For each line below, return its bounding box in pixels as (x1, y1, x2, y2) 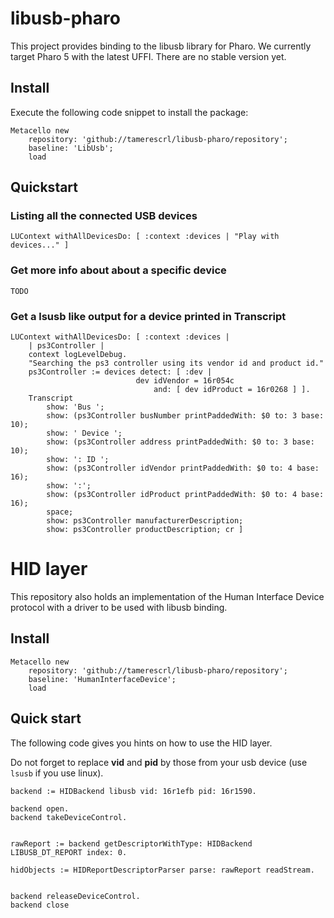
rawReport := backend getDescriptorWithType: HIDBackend (10, 838, 253, 849)
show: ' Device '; (46, 428, 123, 439)
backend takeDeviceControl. (10, 812, 128, 822)
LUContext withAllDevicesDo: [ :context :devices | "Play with (10, 232, 280, 242)
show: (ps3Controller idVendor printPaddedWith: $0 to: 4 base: (46, 463, 320, 474)
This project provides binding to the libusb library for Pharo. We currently (10, 40, 312, 52)
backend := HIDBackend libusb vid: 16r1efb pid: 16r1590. (10, 786, 257, 796)
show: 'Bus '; (46, 402, 105, 412)
